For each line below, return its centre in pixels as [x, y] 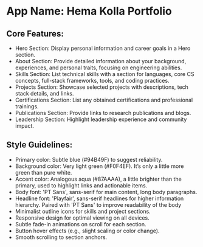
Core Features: [35, 34]
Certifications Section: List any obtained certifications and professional [104, 100]
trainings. [27, 106]
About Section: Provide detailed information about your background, [101, 61]
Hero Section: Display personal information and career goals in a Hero [103, 48]
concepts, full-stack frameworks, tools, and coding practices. [92, 81]
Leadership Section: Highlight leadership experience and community [101, 119]
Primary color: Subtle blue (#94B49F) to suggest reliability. [89, 159]
